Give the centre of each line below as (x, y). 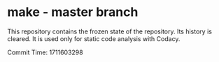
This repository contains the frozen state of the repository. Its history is (109, 31)
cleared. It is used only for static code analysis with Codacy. (94, 38)
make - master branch (73, 12)
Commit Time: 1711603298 (45, 52)
